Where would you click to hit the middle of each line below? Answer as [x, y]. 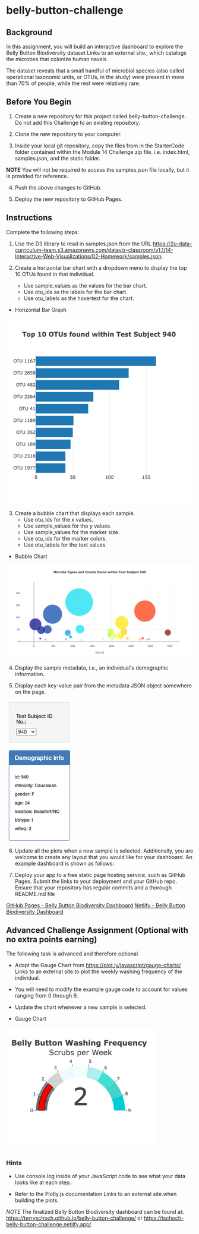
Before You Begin [39, 102]
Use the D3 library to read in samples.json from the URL [83, 244]
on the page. [30, 692]
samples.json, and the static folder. [58, 158]
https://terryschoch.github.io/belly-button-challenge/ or [74, 1218]
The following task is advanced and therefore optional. [73, 954]
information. [29, 674]
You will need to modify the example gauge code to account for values [101, 989]
